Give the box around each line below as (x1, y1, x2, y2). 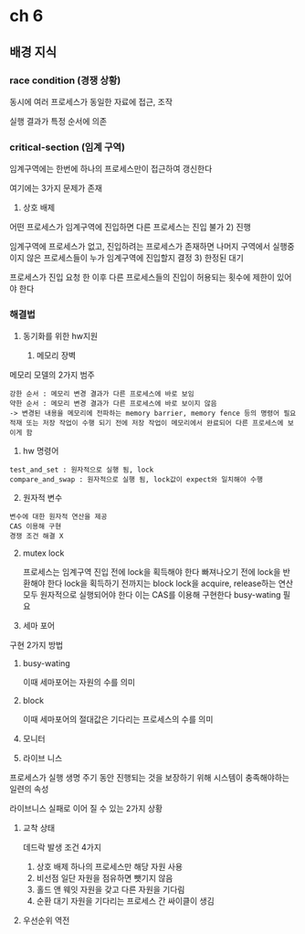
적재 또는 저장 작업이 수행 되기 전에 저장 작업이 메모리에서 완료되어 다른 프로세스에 (9, 419, 284, 428)
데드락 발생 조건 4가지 (22, 842, 102, 853)
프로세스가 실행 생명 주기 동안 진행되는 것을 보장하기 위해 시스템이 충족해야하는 (9, 772, 290, 783)
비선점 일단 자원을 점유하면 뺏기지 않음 (36, 873, 174, 884)
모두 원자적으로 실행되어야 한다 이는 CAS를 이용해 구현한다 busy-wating (22, 589, 281, 600)
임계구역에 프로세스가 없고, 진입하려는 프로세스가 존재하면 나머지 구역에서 (9, 241, 271, 252)
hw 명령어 (22, 445, 59, 457)
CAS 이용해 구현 (9, 522, 62, 531)
